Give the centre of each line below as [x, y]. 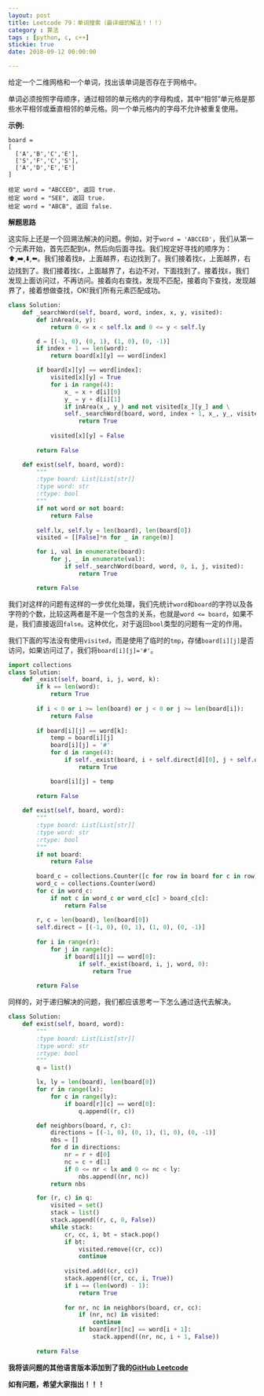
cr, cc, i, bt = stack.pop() [112, 1234]
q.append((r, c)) [106, 1111]
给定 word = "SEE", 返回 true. [57, 198]
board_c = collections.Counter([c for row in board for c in [139, 877]
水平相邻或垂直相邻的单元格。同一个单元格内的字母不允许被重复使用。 [128, 108]
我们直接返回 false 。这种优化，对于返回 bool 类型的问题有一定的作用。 [134, 623]
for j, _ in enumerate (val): [98, 559]
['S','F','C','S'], [47, 161]
